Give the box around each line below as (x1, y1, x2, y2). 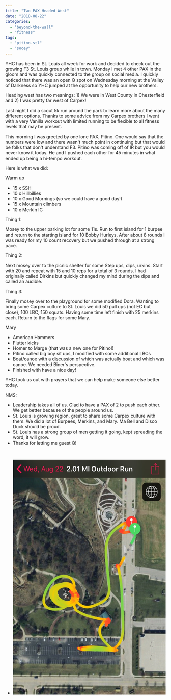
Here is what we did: (5, 165, 48, 171)
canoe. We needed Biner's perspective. (12, 361, 96, 367)
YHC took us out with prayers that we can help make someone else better (5, 376, 160, 382)
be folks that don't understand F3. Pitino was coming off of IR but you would (5, 144, 165, 150)
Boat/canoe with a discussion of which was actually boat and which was (12, 356, 165, 362)
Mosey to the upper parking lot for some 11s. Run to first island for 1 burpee (5, 226, 163, 232)
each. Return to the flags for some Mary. (5, 314, 90, 321)
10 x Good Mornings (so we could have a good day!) (12, 195, 123, 201)
